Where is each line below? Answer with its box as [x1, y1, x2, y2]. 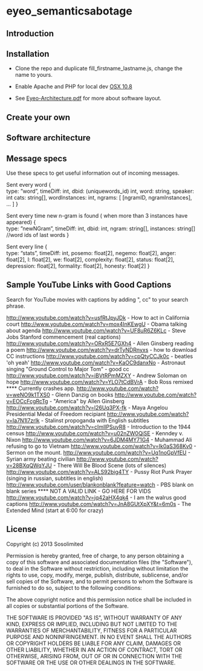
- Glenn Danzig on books [51, 391, 114, 398]
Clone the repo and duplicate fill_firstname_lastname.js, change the [14, 65, 183, 72]
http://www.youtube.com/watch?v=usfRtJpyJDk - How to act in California [6, 314, 190, 321]
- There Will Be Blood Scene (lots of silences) [53, 461, 167, 469]
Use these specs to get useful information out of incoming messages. [6, 169, 179, 177]
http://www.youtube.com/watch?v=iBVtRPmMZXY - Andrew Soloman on [6, 372, 187, 379]
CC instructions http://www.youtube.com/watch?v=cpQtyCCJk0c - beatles [6, 352, 193, 360]
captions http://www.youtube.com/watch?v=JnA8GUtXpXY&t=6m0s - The [6, 500, 192, 507]
